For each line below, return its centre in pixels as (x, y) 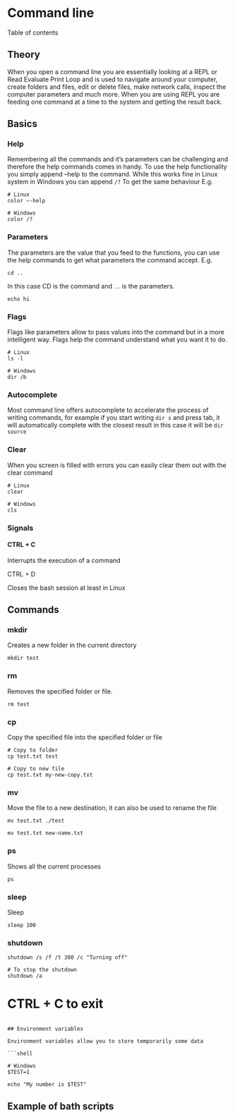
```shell (20, 1054)
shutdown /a (25, 976)
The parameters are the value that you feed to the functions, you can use (114, 253)
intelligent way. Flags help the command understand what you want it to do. (117, 339)
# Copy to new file (36, 769)
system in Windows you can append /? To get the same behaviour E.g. (110, 182)
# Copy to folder (33, 750)
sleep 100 (22, 925)
